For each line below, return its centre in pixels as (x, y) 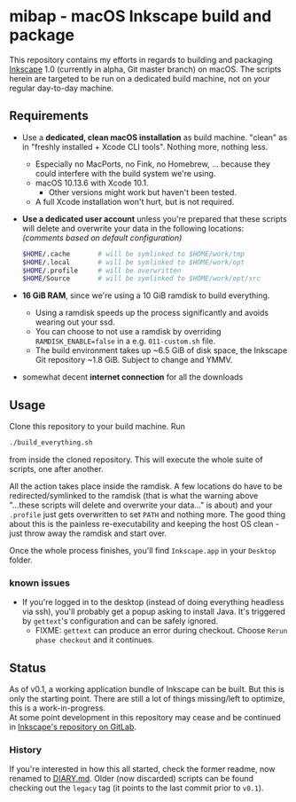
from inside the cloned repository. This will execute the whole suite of (136, 460)
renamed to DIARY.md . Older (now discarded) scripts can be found (132, 779)
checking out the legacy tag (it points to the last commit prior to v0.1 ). (136, 788)
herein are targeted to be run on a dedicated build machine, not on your (140, 78)
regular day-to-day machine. (62, 88)
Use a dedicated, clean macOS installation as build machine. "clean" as (155, 137)
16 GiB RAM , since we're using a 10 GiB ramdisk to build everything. (146, 295)
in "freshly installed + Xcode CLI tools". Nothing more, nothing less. (145, 146)
